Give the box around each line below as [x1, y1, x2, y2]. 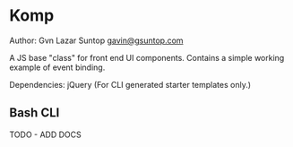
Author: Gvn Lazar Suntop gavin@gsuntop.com [9, 35, 184, 46]
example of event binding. [9, 62, 106, 73]
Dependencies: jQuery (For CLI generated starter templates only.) [9, 79, 252, 90]
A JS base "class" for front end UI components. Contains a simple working [9, 52, 285, 63]
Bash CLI [9, 105, 60, 121]
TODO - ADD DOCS [9, 129, 82, 140]
